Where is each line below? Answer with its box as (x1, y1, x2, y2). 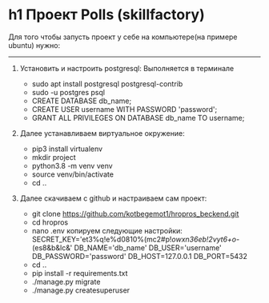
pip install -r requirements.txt (31, 268, 128, 277)
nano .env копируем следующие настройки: (31, 225, 183, 235)
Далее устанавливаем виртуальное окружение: (19, 128, 186, 138)
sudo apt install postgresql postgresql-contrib (31, 78, 183, 89)
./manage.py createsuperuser (31, 285, 130, 295)
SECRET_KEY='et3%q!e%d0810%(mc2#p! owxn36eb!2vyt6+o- (31, 234, 240, 244)
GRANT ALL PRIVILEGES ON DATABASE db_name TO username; (31, 113, 245, 122)
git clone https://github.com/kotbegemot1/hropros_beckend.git (31, 209, 239, 218)
